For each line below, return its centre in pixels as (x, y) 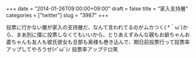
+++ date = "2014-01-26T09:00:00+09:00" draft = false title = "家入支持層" (97, 8)
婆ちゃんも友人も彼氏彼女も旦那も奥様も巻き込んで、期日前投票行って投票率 (98, 42)
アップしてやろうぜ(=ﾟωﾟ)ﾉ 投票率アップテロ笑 (62, 49)
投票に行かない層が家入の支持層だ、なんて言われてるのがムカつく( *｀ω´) (94, 27)
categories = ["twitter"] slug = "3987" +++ (57, 15)
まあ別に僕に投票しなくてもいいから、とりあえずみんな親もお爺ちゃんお (103, 35)
